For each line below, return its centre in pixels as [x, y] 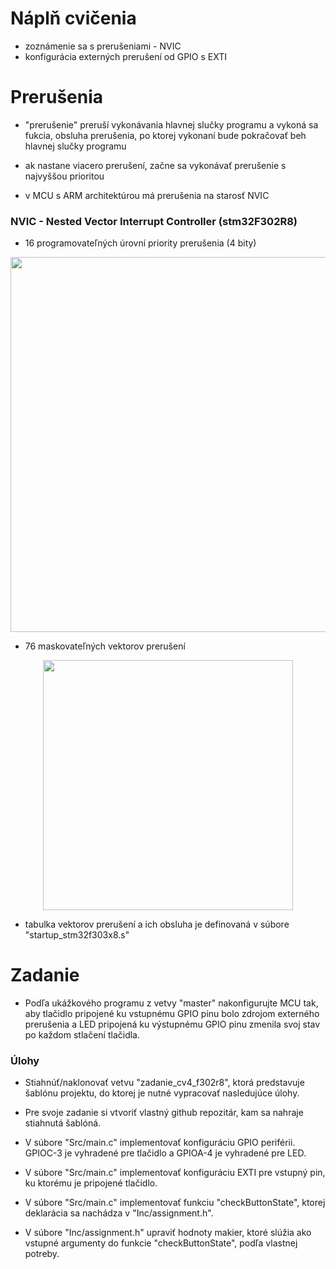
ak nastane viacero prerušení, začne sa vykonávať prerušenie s [155, 165]
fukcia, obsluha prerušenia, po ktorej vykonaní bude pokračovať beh [165, 135]
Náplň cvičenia [73, 18]
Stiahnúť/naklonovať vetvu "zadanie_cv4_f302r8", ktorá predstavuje [164, 1083]
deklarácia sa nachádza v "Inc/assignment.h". [119, 1213]
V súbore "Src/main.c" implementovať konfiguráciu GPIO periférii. [160, 1143]
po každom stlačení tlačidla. [82, 1035]
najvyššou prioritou [64, 176]
